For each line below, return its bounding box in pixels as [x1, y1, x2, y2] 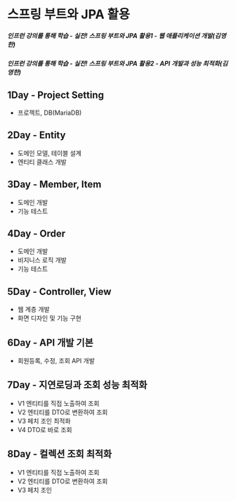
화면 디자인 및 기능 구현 [17, 314, 82, 322]
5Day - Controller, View [7, 286, 112, 298]
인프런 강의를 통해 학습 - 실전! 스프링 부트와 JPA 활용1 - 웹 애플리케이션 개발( [7, 31, 216, 39]
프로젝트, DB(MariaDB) [17, 108, 82, 117]
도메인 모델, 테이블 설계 [17, 148, 82, 157]
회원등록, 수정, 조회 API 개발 [17, 357, 95, 365]
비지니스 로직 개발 [17, 256, 67, 265]
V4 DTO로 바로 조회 [17, 425, 72, 433]
